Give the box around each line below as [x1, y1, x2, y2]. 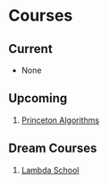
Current [8, 41, 53, 57]
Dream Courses [8, 141, 97, 156]
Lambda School [21, 164, 80, 175]
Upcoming [8, 91, 68, 106]
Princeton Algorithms [21, 114, 100, 126]
